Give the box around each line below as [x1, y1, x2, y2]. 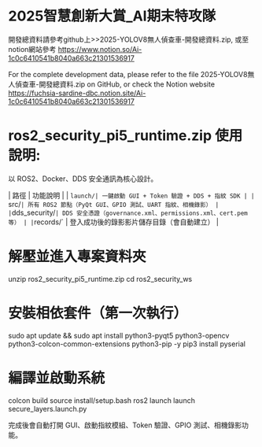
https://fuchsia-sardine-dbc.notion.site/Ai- [8, 88, 146, 98]
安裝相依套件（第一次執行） [8, 305, 188, 322]
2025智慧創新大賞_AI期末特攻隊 [8, 7, 216, 25]
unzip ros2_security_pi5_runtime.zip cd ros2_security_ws [8, 274, 193, 283]
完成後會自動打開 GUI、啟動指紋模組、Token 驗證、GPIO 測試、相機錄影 [8, 420, 242, 430]
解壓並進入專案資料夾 [8, 248, 147, 266]
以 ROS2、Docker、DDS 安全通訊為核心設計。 [8, 174, 158, 183]
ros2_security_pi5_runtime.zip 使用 [8, 127, 243, 145]
